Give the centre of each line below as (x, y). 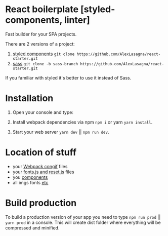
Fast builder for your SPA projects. (41, 34)
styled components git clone (44, 54)
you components (30, 177)
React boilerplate (42, 9)
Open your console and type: (43, 112)
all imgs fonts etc (30, 182)
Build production (41, 203)
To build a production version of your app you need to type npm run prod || (83, 217)
